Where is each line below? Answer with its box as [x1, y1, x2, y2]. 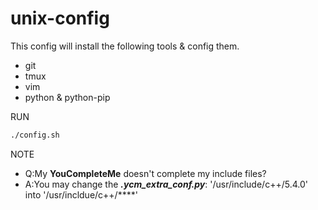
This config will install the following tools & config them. [10, 40, 240, 52]
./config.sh [10, 130, 60, 140]
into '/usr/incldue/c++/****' [24, 188, 138, 201]
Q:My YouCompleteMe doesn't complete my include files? [24, 167, 267, 179]
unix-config [10, 7, 110, 30]
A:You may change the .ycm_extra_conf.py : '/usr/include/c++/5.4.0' [24, 178, 308, 190]
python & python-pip [24, 91, 111, 103]
